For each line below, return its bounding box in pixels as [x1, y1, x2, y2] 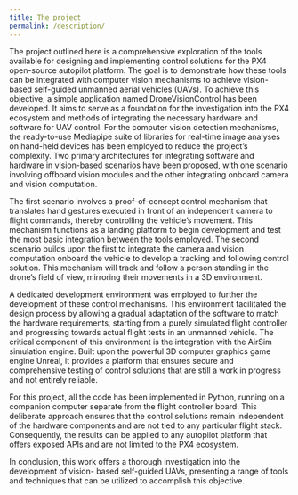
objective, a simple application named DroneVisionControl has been [9, 93, 258, 103]
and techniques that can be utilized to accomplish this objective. [9, 474, 245, 486]
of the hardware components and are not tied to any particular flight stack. [9, 420, 283, 431]
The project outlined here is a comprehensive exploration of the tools [9, 45, 262, 56]
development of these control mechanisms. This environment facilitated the [9, 298, 286, 309]
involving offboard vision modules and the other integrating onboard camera [9, 169, 289, 179]
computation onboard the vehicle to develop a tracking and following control [9, 252, 289, 263]
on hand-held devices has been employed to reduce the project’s [9, 140, 248, 152]
